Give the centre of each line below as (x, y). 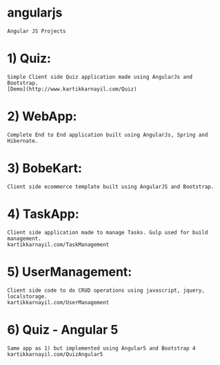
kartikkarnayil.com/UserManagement (58, 302)
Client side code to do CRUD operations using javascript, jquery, (106, 290)
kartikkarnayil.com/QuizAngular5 (55, 354)
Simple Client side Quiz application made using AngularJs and (100, 77)
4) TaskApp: (43, 214)
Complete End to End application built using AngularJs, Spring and (108, 135)
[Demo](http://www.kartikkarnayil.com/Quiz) (72, 89)
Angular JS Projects (37, 31)
